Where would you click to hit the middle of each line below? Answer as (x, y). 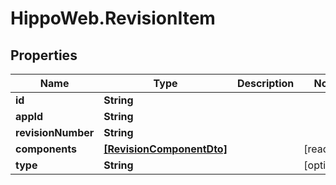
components (46, 149)
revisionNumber (55, 132)
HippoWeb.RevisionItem (113, 18)
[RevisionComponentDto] (165, 149)
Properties (44, 55)
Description (265, 83)
